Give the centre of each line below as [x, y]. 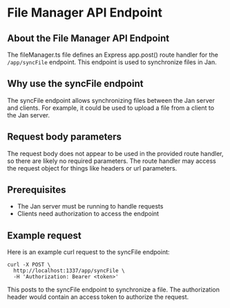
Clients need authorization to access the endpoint [88, 214]
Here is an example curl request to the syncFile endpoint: [89, 252]
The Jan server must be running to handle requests [90, 206]
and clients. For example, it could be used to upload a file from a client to [111, 108]
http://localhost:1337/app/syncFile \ [69, 271]
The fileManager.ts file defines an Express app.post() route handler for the [113, 55]
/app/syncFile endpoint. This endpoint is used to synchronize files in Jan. [112, 62]
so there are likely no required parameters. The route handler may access [112, 161]
